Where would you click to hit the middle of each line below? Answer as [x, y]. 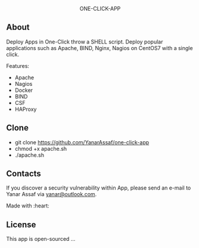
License [21, 224]
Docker [24, 90]
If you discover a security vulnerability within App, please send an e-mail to [99, 188]
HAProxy [26, 109]
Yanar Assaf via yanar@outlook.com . [52, 194]
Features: [18, 66]
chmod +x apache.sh [41, 148]
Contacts [24, 174]
